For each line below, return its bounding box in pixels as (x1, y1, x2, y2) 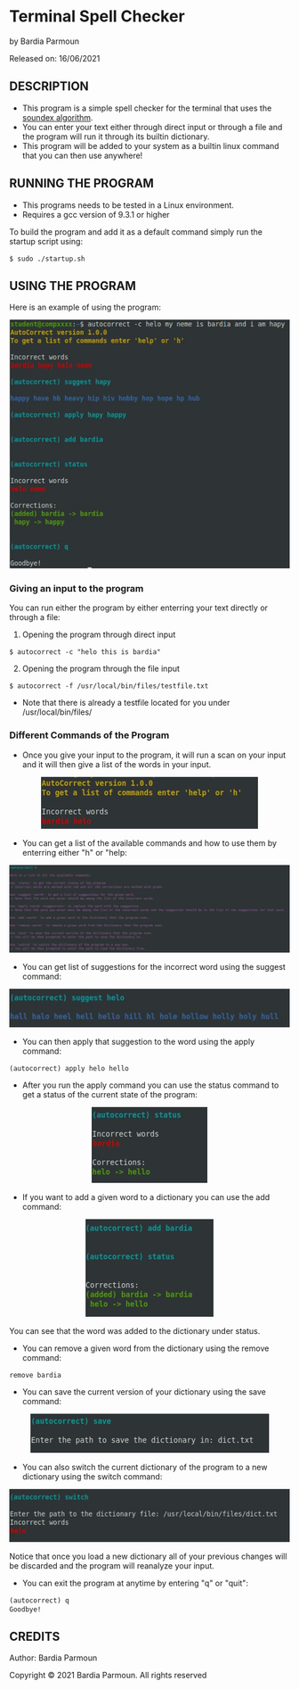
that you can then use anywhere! (21, 150, 143, 161)
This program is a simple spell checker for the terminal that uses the (21, 103, 272, 113)
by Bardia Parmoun (9, 36, 80, 46)
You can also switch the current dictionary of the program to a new (21, 1461, 268, 1473)
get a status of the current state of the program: (21, 1089, 198, 1100)
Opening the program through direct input (21, 629, 176, 640)
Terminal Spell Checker (9, 6, 185, 27)
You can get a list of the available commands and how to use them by (21, 837, 278, 849)
